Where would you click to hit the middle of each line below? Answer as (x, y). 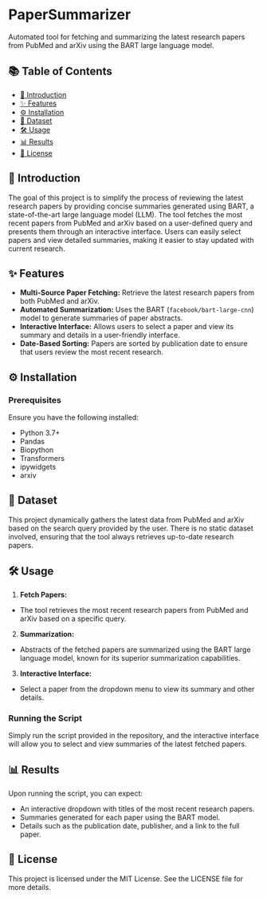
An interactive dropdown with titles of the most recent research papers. (137, 809)
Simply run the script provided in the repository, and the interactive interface (134, 735)
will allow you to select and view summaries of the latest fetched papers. (128, 744)
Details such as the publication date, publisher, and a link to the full (130, 825)
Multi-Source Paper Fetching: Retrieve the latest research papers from (137, 292)
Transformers (42, 459)
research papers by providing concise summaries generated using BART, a (132, 206)
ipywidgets (38, 467)
